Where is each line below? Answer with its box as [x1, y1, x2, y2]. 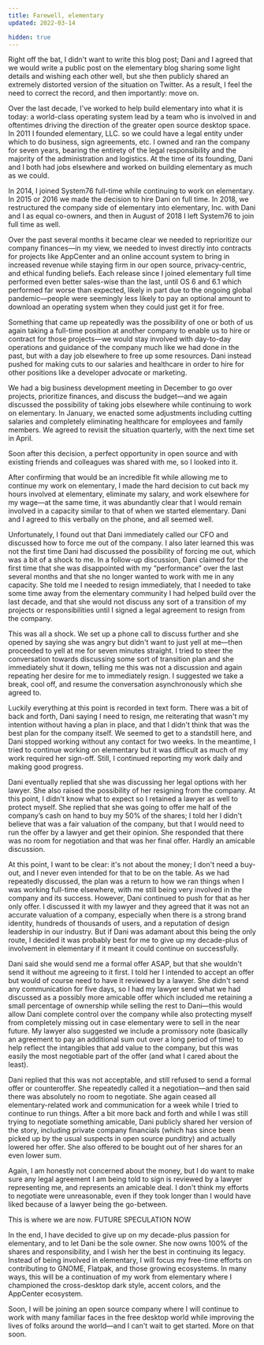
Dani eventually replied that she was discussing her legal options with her [8, 778, 247, 787]
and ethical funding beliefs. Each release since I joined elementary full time [8, 269, 252, 278]
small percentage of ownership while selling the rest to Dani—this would [8, 1001, 243, 1011]
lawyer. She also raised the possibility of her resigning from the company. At [8, 786, 256, 795]
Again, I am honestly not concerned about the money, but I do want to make [8, 1166, 255, 1176]
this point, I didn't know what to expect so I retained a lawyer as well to [8, 794, 239, 804]
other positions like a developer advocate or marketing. [8, 368, 188, 378]
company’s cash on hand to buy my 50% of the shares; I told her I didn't [8, 811, 243, 820]
